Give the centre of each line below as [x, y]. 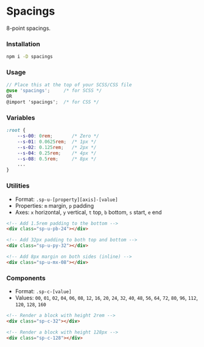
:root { [16, 130]
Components [26, 278]
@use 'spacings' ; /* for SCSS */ [54, 91]
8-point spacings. [28, 28]
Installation [23, 44]
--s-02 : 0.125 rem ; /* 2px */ [57, 147]
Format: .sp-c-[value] [43, 291]
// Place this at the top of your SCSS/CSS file [69, 85]
